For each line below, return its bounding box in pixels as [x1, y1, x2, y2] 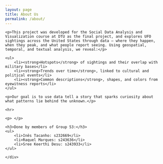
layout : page [5, 7, 32, 12]
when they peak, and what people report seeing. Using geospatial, [5, 43, 147, 48]
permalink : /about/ [5, 16, 45, 21]
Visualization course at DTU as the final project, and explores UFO [5, 34, 152, 39]
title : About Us [5, 12, 39, 17]
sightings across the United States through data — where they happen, [5, 38, 156, 43]
